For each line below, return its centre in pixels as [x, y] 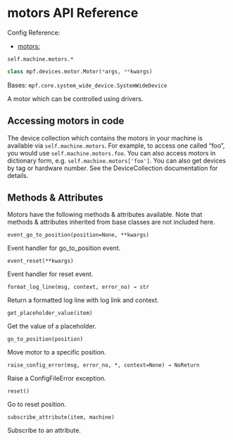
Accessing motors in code [66, 121]
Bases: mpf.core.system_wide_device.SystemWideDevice [87, 85]
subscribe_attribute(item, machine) [61, 417]
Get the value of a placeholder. [52, 326]
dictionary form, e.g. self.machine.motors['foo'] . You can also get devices [117, 160]
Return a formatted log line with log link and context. [83, 300]
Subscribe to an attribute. [44, 430]
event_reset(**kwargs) [40, 261]
